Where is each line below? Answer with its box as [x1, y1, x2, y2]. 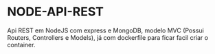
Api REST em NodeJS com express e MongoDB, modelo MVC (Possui [7, 26, 204, 34]
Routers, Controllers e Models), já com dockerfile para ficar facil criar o [7, 33, 208, 41]
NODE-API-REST [7, 4, 104, 20]
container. [7, 40, 36, 49]
